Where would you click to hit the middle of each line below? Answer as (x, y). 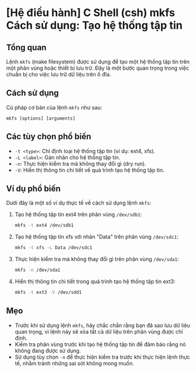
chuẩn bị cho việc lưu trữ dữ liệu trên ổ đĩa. (59, 74)
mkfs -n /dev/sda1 (37, 270)
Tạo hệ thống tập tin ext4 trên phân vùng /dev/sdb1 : (78, 215)
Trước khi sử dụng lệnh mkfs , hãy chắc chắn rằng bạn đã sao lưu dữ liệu (102, 325)
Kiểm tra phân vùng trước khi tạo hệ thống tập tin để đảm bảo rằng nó (100, 344)
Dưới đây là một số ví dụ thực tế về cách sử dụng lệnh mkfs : (79, 203)
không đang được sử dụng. (48, 350)
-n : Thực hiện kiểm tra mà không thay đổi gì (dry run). (80, 163)
